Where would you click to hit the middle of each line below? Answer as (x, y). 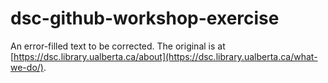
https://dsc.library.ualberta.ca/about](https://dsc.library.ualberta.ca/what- (165, 56)
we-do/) (27, 67)
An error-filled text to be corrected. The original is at (118, 46)
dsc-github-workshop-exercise (145, 18)
